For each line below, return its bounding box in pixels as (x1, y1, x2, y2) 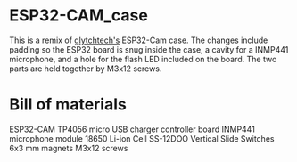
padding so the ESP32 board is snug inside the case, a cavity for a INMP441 (9, 44, 289, 54)
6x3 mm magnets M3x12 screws (9, 142, 128, 153)
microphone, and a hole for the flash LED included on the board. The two (9, 53, 277, 64)
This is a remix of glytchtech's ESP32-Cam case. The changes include (9, 35, 268, 45)
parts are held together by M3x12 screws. (9, 63, 162, 74)
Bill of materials (9, 94, 127, 115)
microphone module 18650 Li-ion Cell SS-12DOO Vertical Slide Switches (9, 133, 275, 143)
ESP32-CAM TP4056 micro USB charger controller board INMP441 (9, 124, 256, 134)
